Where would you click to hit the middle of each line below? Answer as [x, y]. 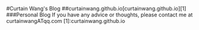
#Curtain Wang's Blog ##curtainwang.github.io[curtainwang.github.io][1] [96, 9]
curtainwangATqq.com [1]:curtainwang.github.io [66, 21]
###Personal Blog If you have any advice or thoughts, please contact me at [99, 15]
